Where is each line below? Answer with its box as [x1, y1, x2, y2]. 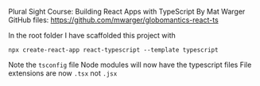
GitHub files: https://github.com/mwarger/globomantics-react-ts [8, 15, 219, 25]
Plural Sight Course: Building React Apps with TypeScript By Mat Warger [8, 7, 246, 16]
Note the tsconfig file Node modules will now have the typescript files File [8, 60, 252, 69]
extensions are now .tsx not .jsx [8, 68, 118, 78]
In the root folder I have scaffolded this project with [8, 31, 177, 40]
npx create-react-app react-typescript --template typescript [8, 46, 219, 54]
